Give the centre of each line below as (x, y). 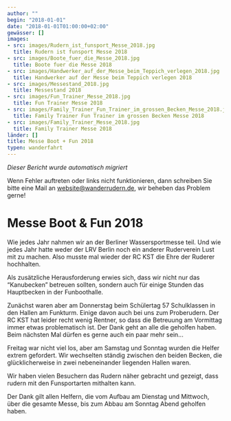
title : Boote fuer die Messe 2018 (63, 65)
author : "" (23, 13)
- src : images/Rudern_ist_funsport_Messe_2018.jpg (81, 45)
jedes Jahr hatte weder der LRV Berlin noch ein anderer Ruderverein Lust (111, 249)
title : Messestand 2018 (47, 90)
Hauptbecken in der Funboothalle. (55, 292)
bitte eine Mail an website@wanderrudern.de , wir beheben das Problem (109, 188)
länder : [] (23, 135)
